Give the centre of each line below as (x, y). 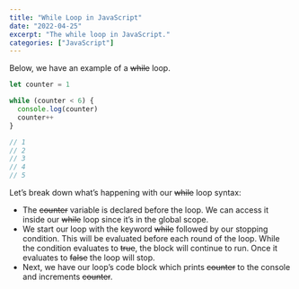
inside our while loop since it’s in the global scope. (115, 219)
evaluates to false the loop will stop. (88, 258)
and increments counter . (67, 276)
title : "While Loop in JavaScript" (76, 18)
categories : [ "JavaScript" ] (62, 43)
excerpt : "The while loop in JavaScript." (90, 34)
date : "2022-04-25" (46, 26)
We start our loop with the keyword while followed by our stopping (145, 229)
